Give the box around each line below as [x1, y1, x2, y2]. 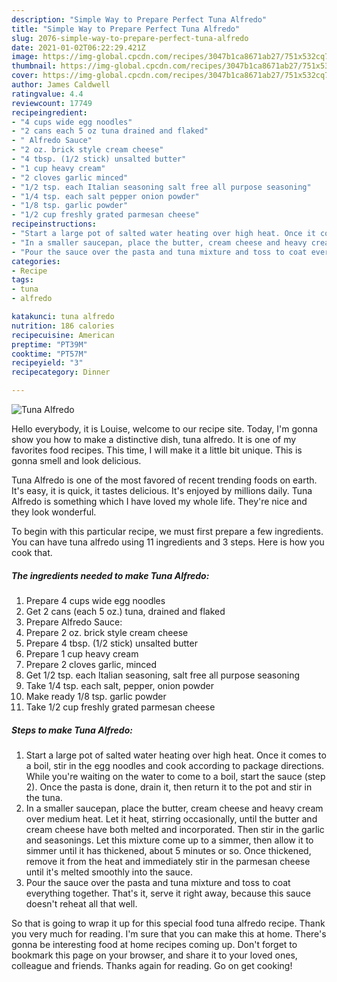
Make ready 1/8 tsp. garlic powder [25, 690, 167, 702]
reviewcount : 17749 [11, 98, 93, 108]
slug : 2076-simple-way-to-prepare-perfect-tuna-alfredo [11, 33, 249, 43]
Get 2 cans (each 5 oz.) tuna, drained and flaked [25, 605, 226, 617]
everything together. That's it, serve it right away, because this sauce [25, 887, 312, 899]
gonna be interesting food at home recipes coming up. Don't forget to [11, 938, 298, 950]
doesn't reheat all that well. [25, 897, 138, 910]
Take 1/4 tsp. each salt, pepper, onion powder [25, 679, 214, 691]
